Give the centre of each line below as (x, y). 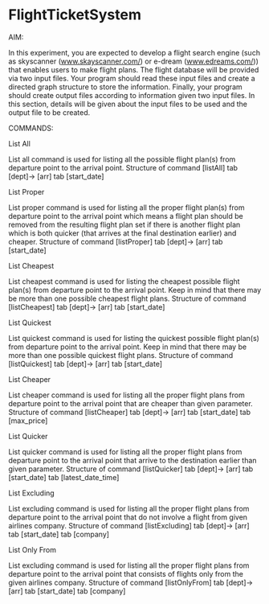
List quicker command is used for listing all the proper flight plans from (125, 451)
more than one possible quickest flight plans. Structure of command (121, 355)
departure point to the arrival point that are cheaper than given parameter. (130, 403)
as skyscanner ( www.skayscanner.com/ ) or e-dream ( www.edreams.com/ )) (133, 61)
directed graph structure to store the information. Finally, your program (125, 87)
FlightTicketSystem (75, 15)
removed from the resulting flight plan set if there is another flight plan (124, 224)
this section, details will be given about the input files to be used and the (128, 104)
